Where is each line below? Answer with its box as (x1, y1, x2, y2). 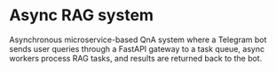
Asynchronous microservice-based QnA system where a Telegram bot (9, 34, 267, 45)
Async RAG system (9, 5, 154, 25)
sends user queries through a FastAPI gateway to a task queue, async (9, 43, 264, 54)
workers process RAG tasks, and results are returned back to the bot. (9, 53, 263, 63)
